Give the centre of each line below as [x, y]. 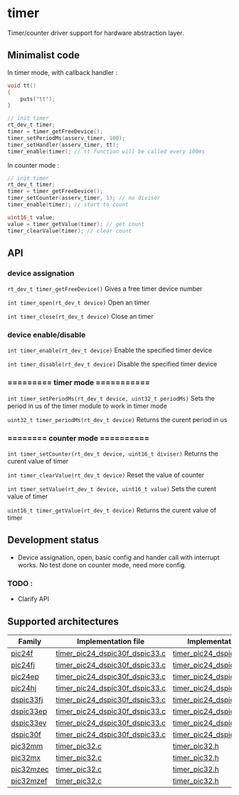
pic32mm [27, 746]
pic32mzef [29, 781]
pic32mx [26, 758]
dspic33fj [27, 700]
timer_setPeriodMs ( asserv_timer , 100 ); [67, 138]
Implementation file [111, 641]
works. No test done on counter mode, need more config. [102, 565]
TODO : [20, 583]
